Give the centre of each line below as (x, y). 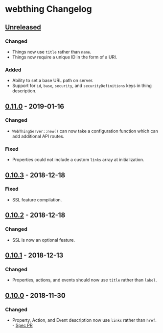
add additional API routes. (38, 136)
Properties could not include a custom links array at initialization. (78, 160)
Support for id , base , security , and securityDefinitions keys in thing (82, 86)
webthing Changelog (48, 9)
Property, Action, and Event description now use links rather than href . (84, 320)
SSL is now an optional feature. (44, 240)
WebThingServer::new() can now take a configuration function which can (85, 131)
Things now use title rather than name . (52, 52)
